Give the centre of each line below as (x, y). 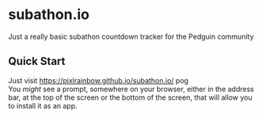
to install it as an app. (43, 105)
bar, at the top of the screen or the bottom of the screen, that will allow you (130, 97)
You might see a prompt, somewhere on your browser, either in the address (131, 89)
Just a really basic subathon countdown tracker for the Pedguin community (131, 36)
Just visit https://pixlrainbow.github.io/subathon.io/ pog (98, 80)
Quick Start (37, 61)
